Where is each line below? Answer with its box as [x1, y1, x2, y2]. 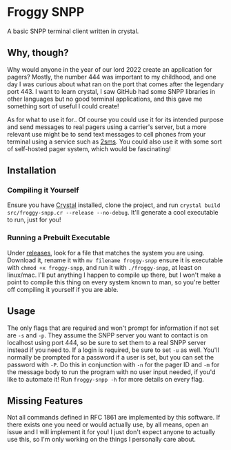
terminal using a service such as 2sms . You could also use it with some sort [7, 137, 222, 146]
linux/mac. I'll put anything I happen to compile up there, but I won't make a [7, 271, 221, 279]
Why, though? [7, 47, 69, 59]
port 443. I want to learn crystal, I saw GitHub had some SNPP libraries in [7, 87, 216, 95]
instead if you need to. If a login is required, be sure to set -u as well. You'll [7, 346, 219, 354]
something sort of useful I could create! [7, 101, 119, 110]
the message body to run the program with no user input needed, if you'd [7, 367, 216, 376]
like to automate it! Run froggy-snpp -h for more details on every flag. [7, 375, 205, 383]
